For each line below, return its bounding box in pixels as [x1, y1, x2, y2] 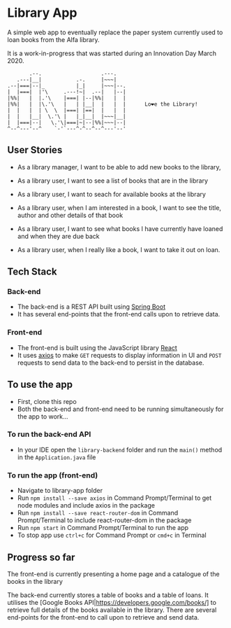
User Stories [7, 144, 63, 156]
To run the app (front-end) [7, 470, 98, 480]
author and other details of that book [17, 211, 124, 219]
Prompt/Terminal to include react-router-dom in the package [17, 516, 192, 524]
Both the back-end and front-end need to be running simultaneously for [17, 405, 224, 413]
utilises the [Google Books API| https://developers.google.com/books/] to [7, 598, 216, 606]
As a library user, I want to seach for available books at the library [17, 190, 206, 198]
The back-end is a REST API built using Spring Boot [17, 302, 166, 311]
